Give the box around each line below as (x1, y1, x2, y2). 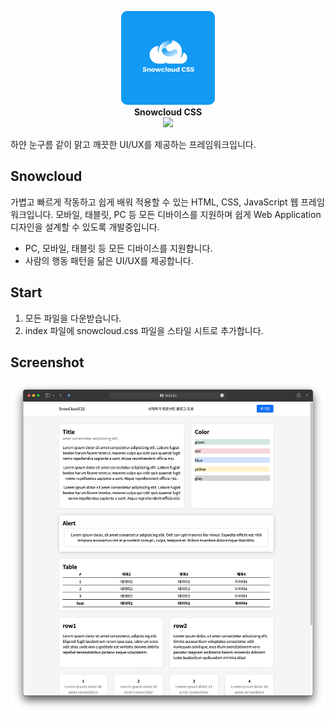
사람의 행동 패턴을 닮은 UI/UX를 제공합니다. (24, 254, 194, 266)
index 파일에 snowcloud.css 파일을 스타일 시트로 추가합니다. (24, 324, 264, 336)
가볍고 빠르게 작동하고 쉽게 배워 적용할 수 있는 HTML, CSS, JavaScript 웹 (10, 196, 299, 208)
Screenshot (10, 354, 85, 371)
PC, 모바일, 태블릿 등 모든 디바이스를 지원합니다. (24, 242, 213, 254)
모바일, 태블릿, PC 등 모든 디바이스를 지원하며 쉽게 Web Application (55, 208, 322, 220)
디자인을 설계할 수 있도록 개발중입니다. (10, 221, 160, 233)
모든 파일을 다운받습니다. (24, 312, 122, 324)
